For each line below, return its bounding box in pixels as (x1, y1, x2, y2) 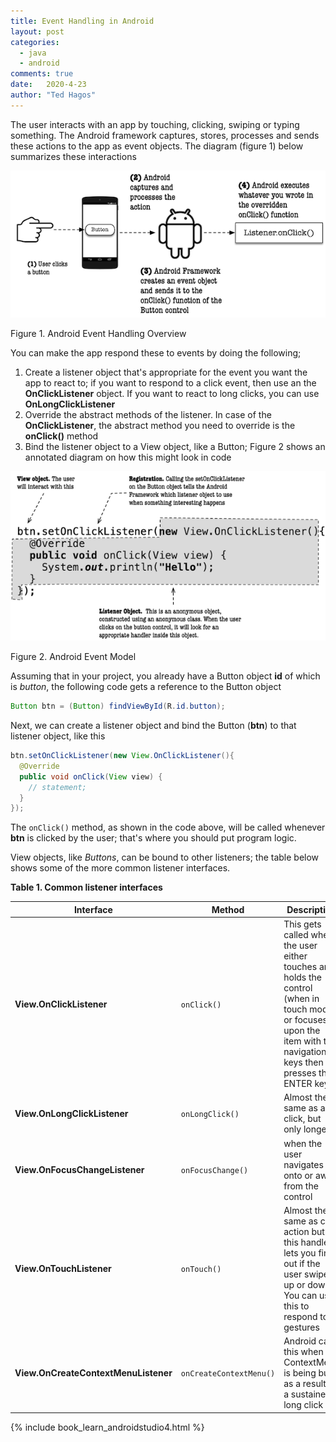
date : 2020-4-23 (10, 80, 87, 90)
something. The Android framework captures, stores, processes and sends (10, 129, 320, 141)
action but (283, 1225, 325, 1237)
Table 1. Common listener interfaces (10, 881, 163, 894)
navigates (283, 1158, 324, 1170)
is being (283, 1367, 317, 1379)
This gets (283, 918, 322, 930)
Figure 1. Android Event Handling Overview (10, 327, 187, 339)
